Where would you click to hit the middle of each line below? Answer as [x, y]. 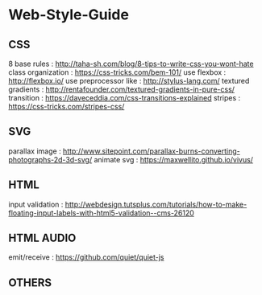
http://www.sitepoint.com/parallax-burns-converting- [152, 151]
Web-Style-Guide [69, 15]
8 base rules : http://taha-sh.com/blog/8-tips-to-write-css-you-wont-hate [131, 64]
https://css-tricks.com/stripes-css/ [67, 107]
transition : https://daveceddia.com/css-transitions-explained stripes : [125, 98]
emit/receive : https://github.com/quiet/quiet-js [86, 257]
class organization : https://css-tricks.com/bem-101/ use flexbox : [117, 72]
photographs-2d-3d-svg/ [50, 159]
